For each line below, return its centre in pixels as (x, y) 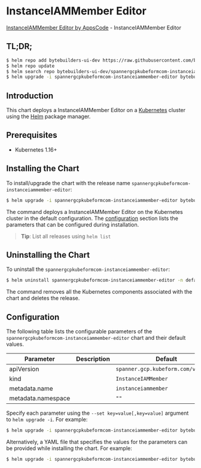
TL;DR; (19, 46)
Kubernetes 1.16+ (36, 150)
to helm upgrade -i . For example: (47, 419)
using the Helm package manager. (48, 117)
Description (93, 359)
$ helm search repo (31, 71)
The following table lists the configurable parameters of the (79, 331)
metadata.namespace (40, 398)
